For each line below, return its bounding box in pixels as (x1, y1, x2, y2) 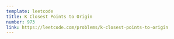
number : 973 (6, 19, 35, 25)
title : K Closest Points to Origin (6, 14, 93, 19)
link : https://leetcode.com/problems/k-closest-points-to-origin (6, 24, 168, 30)
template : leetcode (6, 8, 54, 14)
